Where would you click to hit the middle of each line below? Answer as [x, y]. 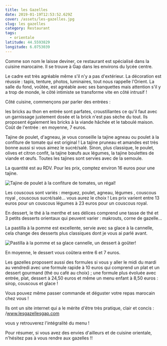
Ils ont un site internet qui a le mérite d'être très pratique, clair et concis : [80, 308]
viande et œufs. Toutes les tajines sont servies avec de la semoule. [74, 158]
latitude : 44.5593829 [28, 42]
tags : [11, 33]
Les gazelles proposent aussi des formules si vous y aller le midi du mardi [81, 262]
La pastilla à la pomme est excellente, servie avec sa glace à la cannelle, [79, 228]
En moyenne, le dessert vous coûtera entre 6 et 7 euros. [63, 252]
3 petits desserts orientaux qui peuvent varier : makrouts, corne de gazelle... [83, 218]
